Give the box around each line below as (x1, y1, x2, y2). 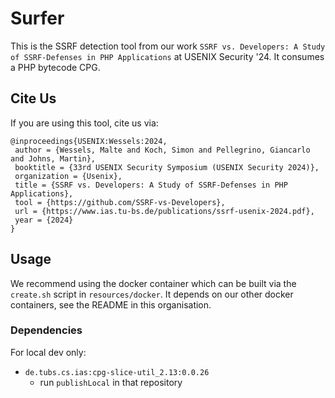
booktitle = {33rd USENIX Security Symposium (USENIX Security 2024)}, (14, 162, 320, 172)
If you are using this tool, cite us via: (10, 117, 159, 129)
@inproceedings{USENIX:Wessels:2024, (10, 136, 168, 146)
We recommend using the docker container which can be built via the (10, 277, 297, 289)
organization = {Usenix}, (14, 171, 123, 181)
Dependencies (10, 323, 83, 337)
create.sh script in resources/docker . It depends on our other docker (10, 288, 294, 300)
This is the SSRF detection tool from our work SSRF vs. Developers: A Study (10, 40, 326, 52)
